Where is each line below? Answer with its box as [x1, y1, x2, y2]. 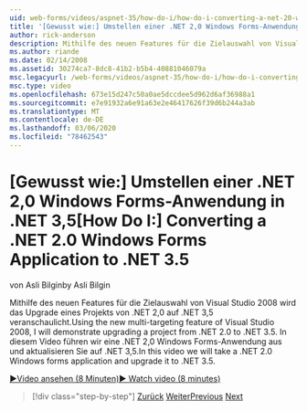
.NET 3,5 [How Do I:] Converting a [9, 211, 267, 231]
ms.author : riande [9, 47, 79, 57]
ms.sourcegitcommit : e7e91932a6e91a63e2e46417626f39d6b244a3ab [9, 98, 256, 108]
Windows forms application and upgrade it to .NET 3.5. [9, 355, 217, 366]
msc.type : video [9, 81, 71, 90]
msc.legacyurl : [9, 73, 68, 82]
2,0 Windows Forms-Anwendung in [9, 191, 285, 212]
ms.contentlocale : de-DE [9, 115, 104, 124]
